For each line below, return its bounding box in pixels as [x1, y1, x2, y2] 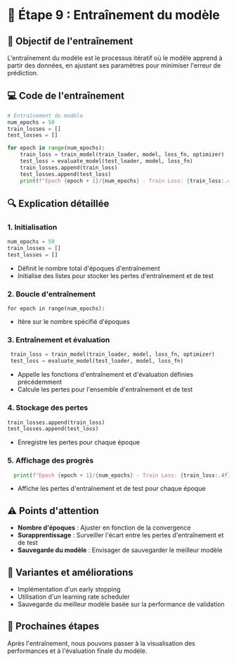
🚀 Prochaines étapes [7, 620, 100, 632]
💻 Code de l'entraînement [7, 90, 125, 102]
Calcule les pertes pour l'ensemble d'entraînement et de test [17, 385, 193, 394]
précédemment [17, 377, 63, 387]
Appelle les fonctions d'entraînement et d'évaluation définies [17, 370, 194, 379]
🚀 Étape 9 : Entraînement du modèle [7, 7, 220, 23]
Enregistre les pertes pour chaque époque [17, 438, 140, 446]
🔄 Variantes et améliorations [7, 566, 133, 578]
